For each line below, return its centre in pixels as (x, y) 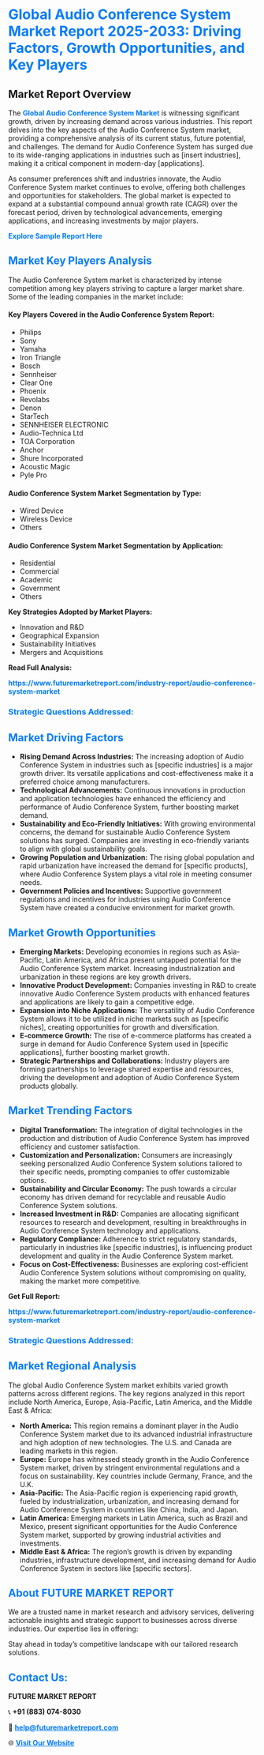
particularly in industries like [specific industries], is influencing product (136, 1247)
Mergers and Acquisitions (61, 653)
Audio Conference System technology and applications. (110, 1230)
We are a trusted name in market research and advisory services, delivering (131, 1612)
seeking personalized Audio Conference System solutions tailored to (131, 1163)
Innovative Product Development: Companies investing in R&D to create (138, 985)
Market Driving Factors (66, 738)
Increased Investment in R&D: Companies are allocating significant (129, 1214)
